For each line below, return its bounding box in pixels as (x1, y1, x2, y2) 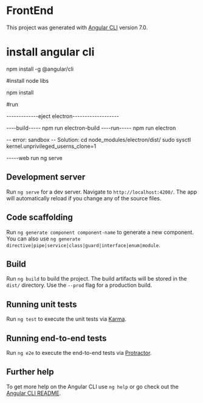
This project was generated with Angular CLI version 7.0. (6, 24, 148, 31)
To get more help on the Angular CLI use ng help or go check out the (6, 383, 179, 390)
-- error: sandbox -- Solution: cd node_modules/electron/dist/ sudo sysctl (6, 136, 191, 143)
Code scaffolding (6, 212, 73, 223)
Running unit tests (6, 299, 77, 309)
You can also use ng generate (6, 235, 81, 242)
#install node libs (6, 77, 49, 84)
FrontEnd (6, 4, 53, 18)
